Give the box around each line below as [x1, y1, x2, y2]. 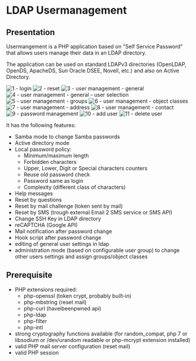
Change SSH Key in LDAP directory [14, 215, 102, 222]
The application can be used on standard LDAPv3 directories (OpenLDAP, [6, 61, 187, 68]
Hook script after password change [14, 234, 102, 241]
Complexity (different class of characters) [23, 183, 126, 191]
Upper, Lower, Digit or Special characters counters [23, 164, 148, 172]
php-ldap [23, 311, 46, 318]
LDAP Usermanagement [6, 4, 127, 17]
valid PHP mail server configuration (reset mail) [14, 343, 131, 350]
